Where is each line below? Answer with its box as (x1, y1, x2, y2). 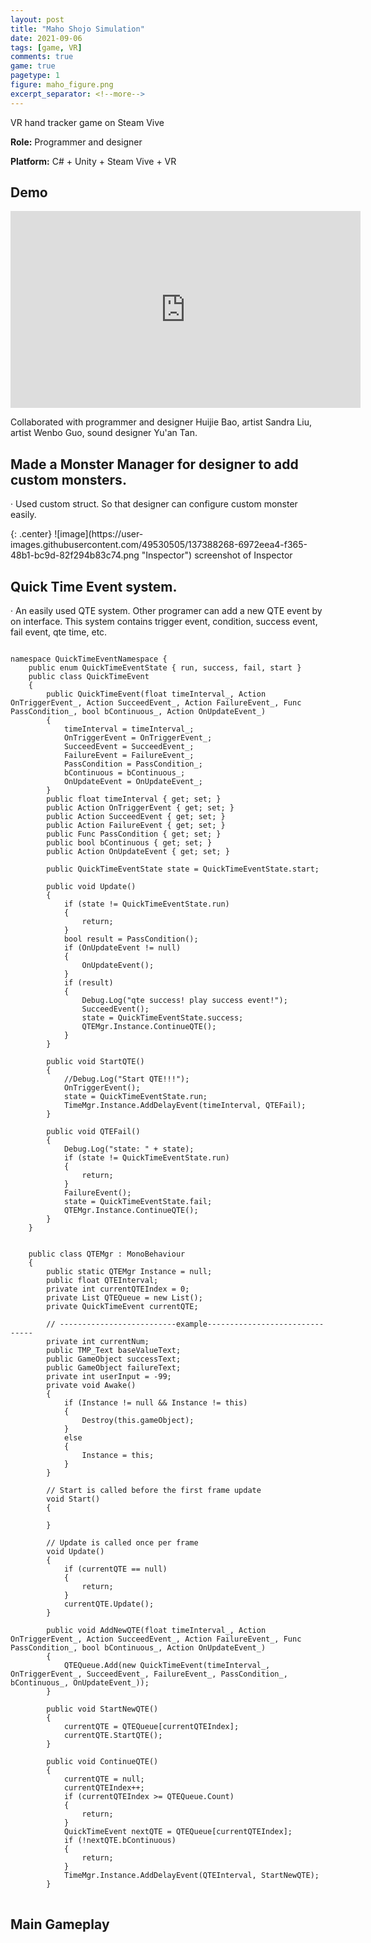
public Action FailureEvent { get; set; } (46, 821, 226, 831)
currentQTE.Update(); (63, 1599, 155, 1610)
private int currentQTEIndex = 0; (46, 1284, 190, 1295)
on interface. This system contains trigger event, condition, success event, (10, 616, 318, 628)
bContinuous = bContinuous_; (63, 768, 186, 778)
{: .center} (10, 528, 53, 540)
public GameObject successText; (46, 1354, 182, 1365)
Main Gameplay (10, 1916, 110, 1933)
